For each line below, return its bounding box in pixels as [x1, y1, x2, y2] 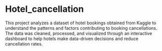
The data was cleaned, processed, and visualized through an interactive [5, 30, 153, 36]
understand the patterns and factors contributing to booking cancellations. [5, 25, 158, 31]
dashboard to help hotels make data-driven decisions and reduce [5, 36, 139, 42]
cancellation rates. [5, 41, 43, 47]
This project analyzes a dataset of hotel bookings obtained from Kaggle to [5, 20, 157, 26]
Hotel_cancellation [5, 3, 84, 15]
